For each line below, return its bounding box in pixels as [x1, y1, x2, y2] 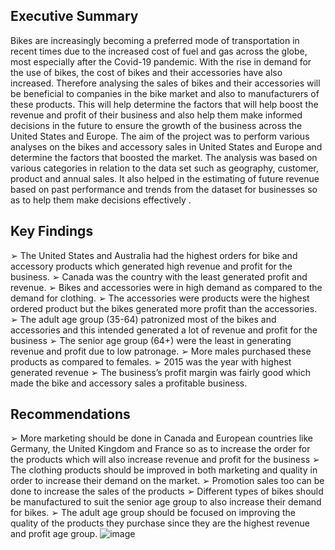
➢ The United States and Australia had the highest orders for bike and [10, 249, 298, 261]
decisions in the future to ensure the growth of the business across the [10, 119, 303, 131]
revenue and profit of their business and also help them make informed [10, 109, 303, 121]
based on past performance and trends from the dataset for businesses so [10, 183, 318, 195]
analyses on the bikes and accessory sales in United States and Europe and [10, 140, 323, 153]
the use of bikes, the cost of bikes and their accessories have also [10, 66, 283, 78]
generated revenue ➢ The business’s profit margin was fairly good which [10, 366, 311, 378]
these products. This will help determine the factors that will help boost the [10, 98, 319, 110]
